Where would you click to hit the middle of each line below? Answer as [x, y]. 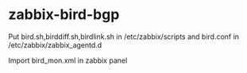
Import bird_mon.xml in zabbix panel [68, 60]
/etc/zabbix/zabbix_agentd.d [55, 44]
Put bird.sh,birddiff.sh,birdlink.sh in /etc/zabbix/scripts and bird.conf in [124, 36]
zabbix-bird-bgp [64, 15]
